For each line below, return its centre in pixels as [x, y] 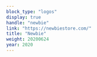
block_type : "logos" [32, 12]
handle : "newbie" [28, 23]
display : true [24, 17]
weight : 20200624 [28, 39]
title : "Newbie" [26, 34]
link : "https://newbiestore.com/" [49, 28]
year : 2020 [20, 45]
